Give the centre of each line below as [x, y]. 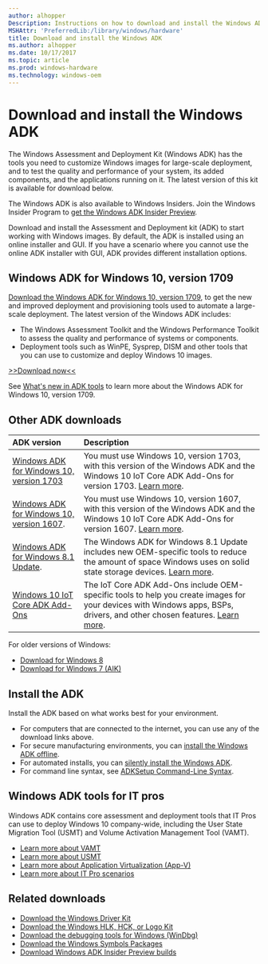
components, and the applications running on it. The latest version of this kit [133, 179]
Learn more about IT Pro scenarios [77, 874]
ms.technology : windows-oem [55, 75]
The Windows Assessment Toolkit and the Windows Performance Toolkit [139, 330]
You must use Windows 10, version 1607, [162, 499]
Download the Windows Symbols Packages [91, 943]
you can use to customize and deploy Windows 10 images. [116, 355]
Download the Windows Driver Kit [75, 918]
